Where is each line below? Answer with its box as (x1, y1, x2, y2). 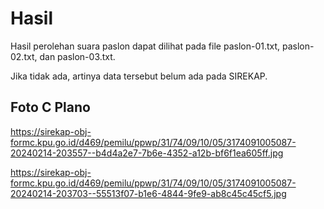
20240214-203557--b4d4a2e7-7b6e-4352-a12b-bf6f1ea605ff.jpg (10, 147, 284, 159)
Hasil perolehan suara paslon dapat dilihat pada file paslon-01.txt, (10, 40, 281, 52)
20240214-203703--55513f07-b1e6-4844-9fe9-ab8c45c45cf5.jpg (10, 187, 287, 199)
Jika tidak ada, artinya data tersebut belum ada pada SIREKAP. (10, 70, 268, 82)
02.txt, (10, 50, 38, 62)
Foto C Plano (10, 99, 91, 116)
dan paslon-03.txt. (39, 50, 116, 62)
